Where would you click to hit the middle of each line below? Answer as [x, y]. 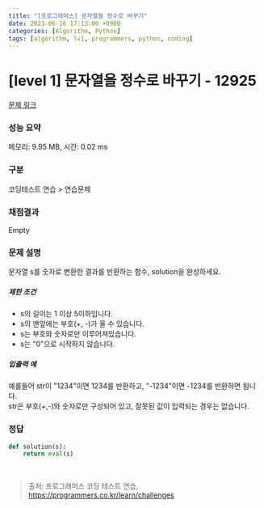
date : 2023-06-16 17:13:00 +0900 [65, 23]
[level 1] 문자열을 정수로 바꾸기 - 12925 [132, 81]
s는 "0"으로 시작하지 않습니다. [67, 344]
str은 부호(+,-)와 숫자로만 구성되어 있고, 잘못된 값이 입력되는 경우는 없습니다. [129, 406]
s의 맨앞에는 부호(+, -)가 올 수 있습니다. [82, 324]
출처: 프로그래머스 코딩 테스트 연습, [83, 486]
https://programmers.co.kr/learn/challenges [101, 495]
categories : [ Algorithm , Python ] [65, 31]
